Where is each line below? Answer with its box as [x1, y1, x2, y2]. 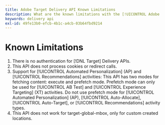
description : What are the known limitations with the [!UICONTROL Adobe [5, 12, 160, 17]
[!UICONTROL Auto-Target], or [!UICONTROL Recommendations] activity [12, 100, 161, 106]
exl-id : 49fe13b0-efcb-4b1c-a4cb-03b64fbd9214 [5, 21, 102, 26]
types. [12, 105, 26, 111]
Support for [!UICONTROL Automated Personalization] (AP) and [12, 69, 142, 75]
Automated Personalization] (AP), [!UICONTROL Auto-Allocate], [12, 95, 141, 100]
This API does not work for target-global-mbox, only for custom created [12, 110, 159, 116]
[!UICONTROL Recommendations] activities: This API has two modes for [12, 74, 159, 80]
